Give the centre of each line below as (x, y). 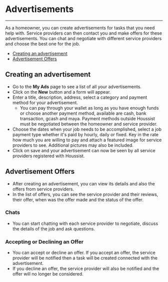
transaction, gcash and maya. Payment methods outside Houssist (87, 118)
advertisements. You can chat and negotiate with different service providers (83, 38)
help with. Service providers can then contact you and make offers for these (84, 33)
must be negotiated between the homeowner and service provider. (88, 124)
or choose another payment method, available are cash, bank (83, 113)
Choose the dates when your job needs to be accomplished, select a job (87, 129)
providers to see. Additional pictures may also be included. (73, 145)
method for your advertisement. (45, 102)
